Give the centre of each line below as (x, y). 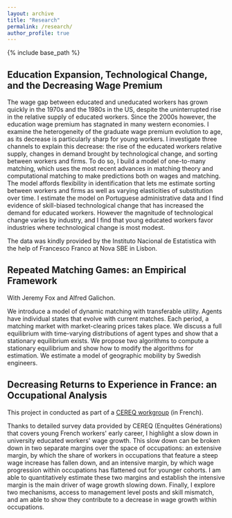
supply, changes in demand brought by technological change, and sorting (113, 154)
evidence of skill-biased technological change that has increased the (106, 206)
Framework (32, 281)
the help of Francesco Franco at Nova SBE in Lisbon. (82, 249)
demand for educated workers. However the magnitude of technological (110, 213)
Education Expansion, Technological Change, (107, 75)
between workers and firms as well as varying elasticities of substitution (110, 191)
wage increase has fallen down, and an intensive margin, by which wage (110, 462)
